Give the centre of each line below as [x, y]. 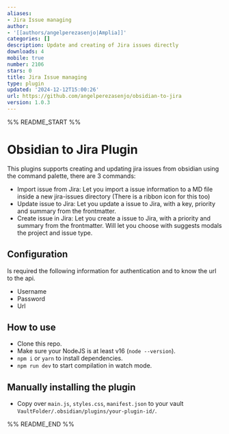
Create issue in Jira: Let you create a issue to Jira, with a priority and [113, 218]
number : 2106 [26, 64]
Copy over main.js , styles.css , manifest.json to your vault [100, 404]
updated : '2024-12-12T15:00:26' [53, 90]
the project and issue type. [55, 233]
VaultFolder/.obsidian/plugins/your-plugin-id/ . [87, 411]
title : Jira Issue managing [47, 77]
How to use [31, 328]
